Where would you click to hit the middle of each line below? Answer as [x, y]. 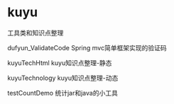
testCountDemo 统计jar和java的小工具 [63, 93]
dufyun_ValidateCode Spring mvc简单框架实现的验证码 [87, 47]
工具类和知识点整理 [36, 33]
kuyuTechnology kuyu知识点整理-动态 [63, 78]
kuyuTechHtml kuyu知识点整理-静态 [60, 63]
